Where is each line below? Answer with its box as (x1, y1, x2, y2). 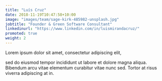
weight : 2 (5, 36, 26, 41)
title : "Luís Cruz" (5, 7, 47, 13)
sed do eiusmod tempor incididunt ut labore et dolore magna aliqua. (5, 59, 147, 65)
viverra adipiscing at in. (5, 70, 54, 76)
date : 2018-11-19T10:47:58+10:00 (5, 12, 76, 17)
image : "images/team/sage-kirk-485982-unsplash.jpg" (5, 17, 119, 22)
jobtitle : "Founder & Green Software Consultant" (5, 21, 113, 27)
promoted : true (5, 31, 38, 36)
